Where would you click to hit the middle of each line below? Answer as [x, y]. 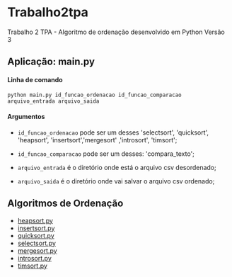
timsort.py [33, 266]
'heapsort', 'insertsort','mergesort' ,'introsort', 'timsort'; [97, 140]
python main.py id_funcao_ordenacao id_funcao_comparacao [94, 95]
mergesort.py [37, 250]
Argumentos [26, 117]
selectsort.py [37, 243]
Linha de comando [35, 79]
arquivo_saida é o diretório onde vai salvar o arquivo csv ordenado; [116, 181]
